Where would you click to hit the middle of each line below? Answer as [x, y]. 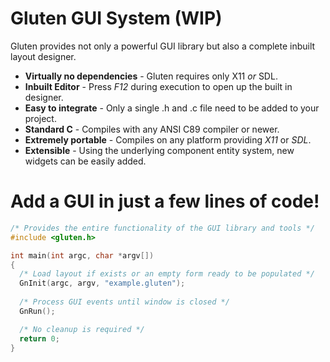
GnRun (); [37, 311]
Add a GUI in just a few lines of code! [165, 201]
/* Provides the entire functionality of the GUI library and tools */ [162, 228]
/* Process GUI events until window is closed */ [124, 302]
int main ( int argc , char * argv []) [82, 255]
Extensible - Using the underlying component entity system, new [159, 150]
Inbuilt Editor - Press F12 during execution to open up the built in [158, 86]
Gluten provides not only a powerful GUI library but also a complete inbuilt [163, 46]
